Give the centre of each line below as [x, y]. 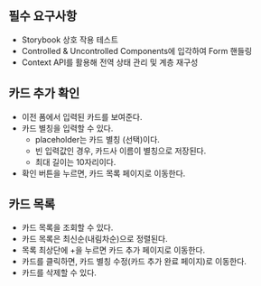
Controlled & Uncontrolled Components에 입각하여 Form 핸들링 [137, 51]
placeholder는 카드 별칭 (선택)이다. [97, 139]
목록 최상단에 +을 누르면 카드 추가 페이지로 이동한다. [113, 250]
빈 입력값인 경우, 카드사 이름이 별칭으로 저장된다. [121, 151]
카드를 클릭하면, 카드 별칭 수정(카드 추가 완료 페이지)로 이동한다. [134, 262]
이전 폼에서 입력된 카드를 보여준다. [82, 116]
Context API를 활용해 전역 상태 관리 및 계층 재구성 [110, 62]
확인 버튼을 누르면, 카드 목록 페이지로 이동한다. [103, 173]
